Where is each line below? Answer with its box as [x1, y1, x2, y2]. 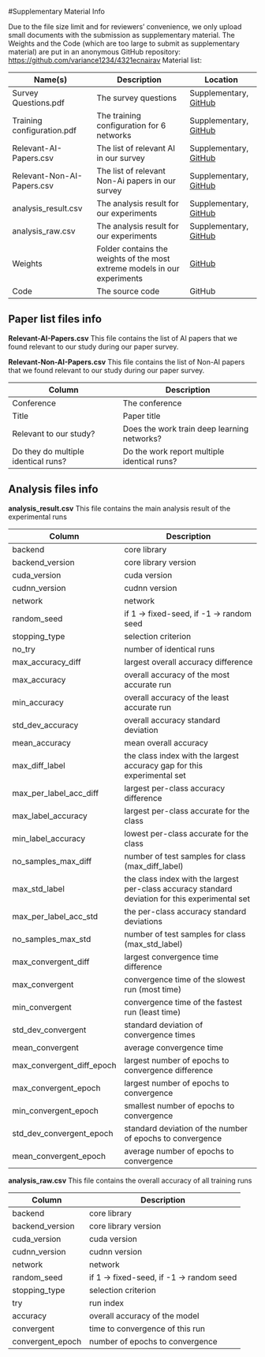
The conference [122, 398, 182, 409]
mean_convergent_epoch [12, 1150, 106, 1161]
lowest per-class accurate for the [124, 828, 248, 839]
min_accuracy [12, 697, 65, 708]
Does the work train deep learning [122, 423, 249, 434]
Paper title [122, 410, 161, 421]
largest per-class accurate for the [124, 805, 250, 816]
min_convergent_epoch [12, 1105, 99, 1116]
